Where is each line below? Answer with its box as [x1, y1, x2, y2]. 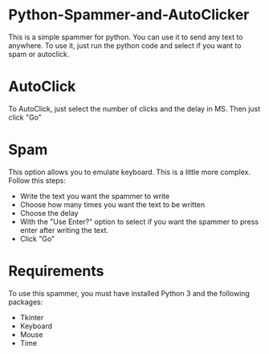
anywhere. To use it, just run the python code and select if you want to [8, 40, 242, 50]
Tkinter [19, 312, 44, 322]
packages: [8, 297, 43, 307]
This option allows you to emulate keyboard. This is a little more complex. [8, 167, 251, 177]
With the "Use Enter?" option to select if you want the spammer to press [19, 217, 259, 226]
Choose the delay [19, 208, 79, 218]
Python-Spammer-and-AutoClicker [8, 6, 250, 24]
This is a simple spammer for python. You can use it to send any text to [8, 32, 243, 42]
